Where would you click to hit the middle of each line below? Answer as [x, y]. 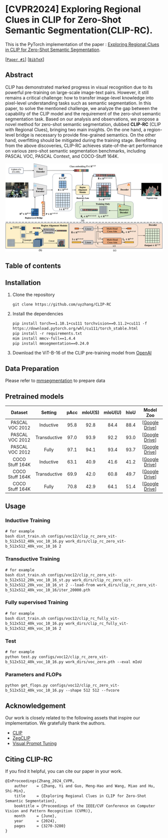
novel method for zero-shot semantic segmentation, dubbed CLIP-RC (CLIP [83, 124]
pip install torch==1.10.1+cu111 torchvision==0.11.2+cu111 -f [80, 323]
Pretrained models [34, 396]
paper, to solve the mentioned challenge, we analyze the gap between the [81, 108]
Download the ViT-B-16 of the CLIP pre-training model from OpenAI [82, 353]
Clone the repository [33, 295]
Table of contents [33, 266]
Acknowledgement [35, 706]
